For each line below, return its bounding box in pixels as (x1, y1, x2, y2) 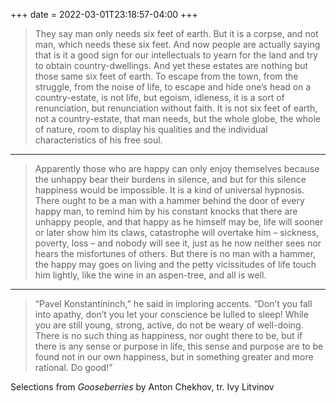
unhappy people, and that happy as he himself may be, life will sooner (34, 216, 324, 228)
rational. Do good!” (34, 362, 113, 373)
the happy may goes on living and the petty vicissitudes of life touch (34, 259, 317, 270)
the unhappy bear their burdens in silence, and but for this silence (34, 174, 307, 185)
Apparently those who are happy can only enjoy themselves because (34, 163, 320, 174)
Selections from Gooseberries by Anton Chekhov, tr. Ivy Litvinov (10, 381, 275, 393)
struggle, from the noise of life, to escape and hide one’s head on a (34, 81, 312, 93)
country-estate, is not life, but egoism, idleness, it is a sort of (34, 92, 285, 103)
